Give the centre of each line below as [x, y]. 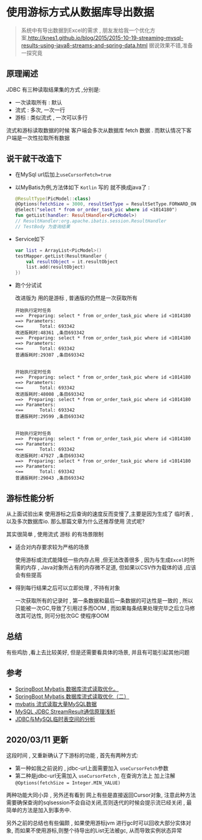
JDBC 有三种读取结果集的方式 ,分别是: [53, 89]
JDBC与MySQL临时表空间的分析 [55, 719]
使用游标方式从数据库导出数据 [80, 12]
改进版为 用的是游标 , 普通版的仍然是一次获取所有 [76, 298]
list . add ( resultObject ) [56, 267]
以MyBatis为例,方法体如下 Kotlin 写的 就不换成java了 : [82, 187]
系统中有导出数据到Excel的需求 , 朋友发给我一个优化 [85, 30]
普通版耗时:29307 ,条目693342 [50, 355]
